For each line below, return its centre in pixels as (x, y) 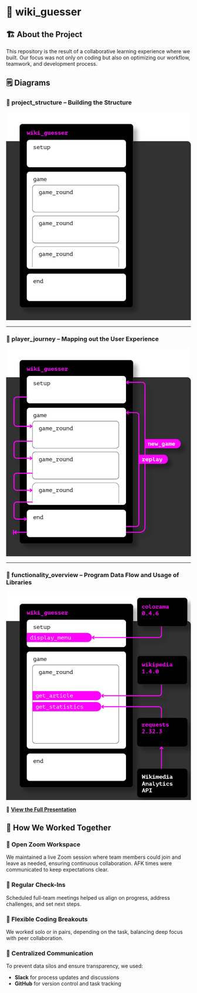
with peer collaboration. (35, 938)
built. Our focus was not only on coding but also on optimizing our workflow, (98, 57)
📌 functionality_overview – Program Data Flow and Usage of (93, 575)
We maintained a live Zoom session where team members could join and (94, 857)
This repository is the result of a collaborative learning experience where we (98, 51)
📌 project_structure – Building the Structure (69, 103)
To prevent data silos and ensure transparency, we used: (75, 966)
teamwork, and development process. (52, 64)
